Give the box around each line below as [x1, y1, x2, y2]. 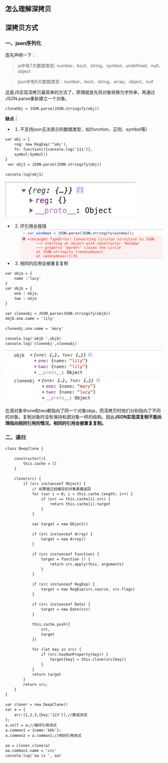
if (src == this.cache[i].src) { [40, 497, 111, 502]
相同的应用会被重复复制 [19, 260, 68, 267]
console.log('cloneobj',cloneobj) [5, 341, 77, 346]
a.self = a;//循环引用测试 [5, 723, 57, 728]
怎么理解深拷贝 [5, 5, 51, 14]
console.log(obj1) [5, 172, 43, 177]
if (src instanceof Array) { [31, 532, 93, 537]
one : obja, [14, 291, 39, 296]
